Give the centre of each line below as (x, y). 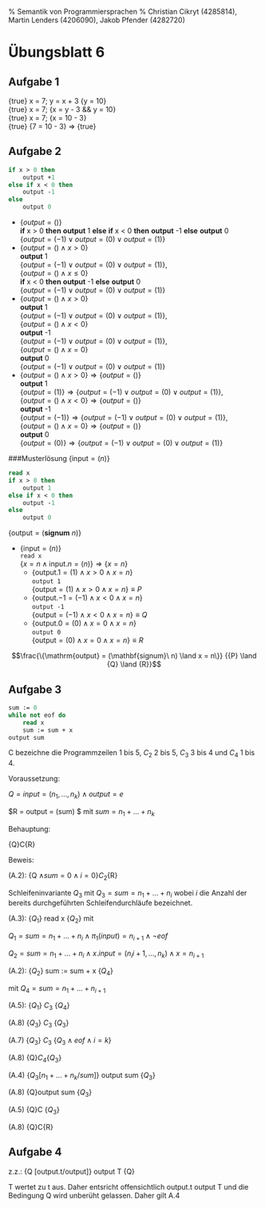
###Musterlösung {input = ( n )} (59, 459)
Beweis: (21, 860)
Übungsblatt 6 (57, 52)
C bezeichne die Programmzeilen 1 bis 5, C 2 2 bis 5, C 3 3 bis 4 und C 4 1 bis (132, 754)
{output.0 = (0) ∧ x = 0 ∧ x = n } (84, 623)
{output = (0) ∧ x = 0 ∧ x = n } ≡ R (87, 640)
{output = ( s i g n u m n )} (45, 533)
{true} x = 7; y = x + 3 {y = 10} (57, 101)
